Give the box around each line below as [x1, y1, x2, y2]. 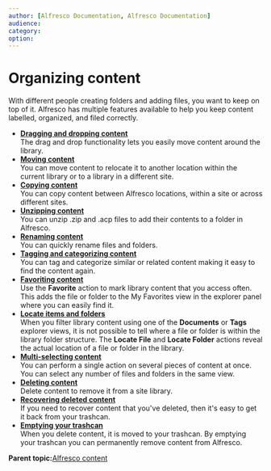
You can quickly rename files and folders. [19, 240, 159, 250]
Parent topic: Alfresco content [8, 453, 108, 463]
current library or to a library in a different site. [19, 171, 174, 182]
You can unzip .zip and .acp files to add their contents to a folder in [19, 215, 244, 225]
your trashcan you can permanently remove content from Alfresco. [19, 438, 243, 448]
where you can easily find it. [19, 301, 115, 310]
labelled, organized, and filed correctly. [8, 113, 139, 123]
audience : [8, 19, 42, 27]
